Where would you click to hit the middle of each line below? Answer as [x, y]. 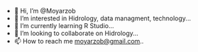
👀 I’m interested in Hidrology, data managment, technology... [103, 18]
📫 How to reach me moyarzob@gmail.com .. [79, 41]
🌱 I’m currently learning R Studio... [64, 26]
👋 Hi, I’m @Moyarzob [45, 11]
